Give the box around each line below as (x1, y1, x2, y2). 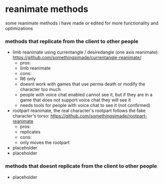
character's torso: (12, 113, 50, 119)
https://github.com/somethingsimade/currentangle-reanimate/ (12, 54, 141, 60)
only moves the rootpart (20, 139, 70, 145)
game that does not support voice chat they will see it (20, 97, 131, 103)
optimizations (5, 25, 34, 31)
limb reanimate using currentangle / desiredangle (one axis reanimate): (12, 49, 159, 55)
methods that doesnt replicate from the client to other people (5, 162, 157, 169)
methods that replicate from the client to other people (5, 37, 139, 44)
